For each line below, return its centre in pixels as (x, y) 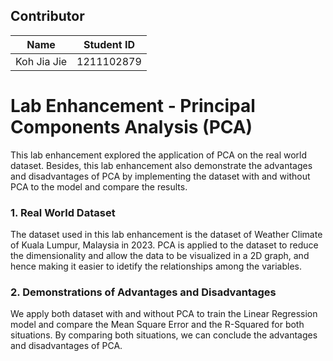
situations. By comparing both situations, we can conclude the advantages (164, 335)
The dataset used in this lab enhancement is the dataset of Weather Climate (166, 235)
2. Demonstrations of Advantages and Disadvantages (143, 292)
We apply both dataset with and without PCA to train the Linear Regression (164, 314)
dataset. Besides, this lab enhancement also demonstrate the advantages (161, 165)
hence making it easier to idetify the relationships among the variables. (156, 266)
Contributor (47, 16)
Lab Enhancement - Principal (133, 106)
